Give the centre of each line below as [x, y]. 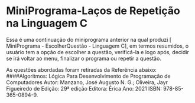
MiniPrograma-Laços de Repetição [93, 11]
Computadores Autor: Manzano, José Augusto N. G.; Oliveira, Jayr [87, 82]
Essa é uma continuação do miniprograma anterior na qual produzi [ [89, 39]
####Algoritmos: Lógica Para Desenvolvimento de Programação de [88, 76]
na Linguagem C [47, 23]
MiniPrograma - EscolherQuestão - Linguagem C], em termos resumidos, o [97, 46]
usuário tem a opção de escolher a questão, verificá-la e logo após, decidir [97, 52]
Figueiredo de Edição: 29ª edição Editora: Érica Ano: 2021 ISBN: [84, 88]
